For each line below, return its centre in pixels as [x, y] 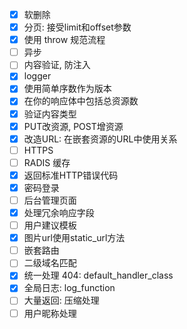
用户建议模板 [50, 225]
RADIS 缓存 [47, 162]
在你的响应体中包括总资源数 [81, 101]
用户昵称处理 [50, 313]
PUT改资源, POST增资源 [73, 126]
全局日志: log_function [69, 288]
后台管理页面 [50, 200]
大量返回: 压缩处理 [61, 300]
